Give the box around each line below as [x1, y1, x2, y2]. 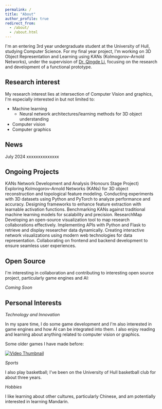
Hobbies [5, 384, 22, 390]
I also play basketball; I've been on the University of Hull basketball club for [5, 369, 156, 375]
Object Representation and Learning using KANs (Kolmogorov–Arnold [5, 54, 144, 59]
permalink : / [5, 7, 32, 12]
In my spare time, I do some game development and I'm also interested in [5, 321, 152, 327]
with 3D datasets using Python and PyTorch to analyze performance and [5, 196, 151, 202]
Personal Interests [5, 299, 62, 307]
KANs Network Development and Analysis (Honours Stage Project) [5, 181, 139, 186]
